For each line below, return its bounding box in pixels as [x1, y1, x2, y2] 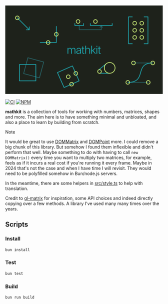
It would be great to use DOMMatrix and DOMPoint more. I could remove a [5, 138, 158, 144]
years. [5, 206, 18, 211]
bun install [5, 247, 30, 252]
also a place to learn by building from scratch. [5, 119, 100, 125]
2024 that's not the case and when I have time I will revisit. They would [5, 165, 151, 171]
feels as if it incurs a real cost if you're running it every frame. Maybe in [5, 160, 152, 165]
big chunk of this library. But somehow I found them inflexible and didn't [5, 144, 153, 150]
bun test [5, 271, 23, 276]
